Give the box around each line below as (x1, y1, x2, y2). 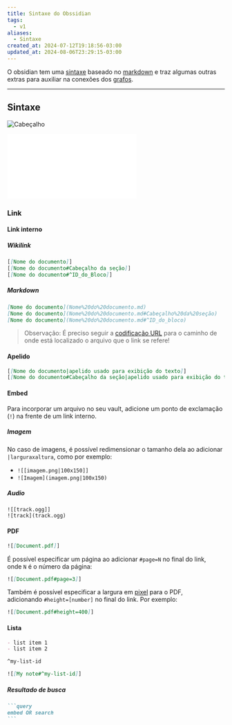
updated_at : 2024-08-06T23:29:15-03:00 (7, 49, 122, 56)
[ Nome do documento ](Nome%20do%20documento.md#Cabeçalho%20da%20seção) (7, 310, 217, 317)
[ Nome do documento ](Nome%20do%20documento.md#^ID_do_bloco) (7, 316, 187, 324)
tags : (7, 17, 23, 24)
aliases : (7, 29, 32, 37)
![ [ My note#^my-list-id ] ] (7, 670, 81, 678)
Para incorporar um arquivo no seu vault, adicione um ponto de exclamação (7, 404, 223, 412)
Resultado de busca (7, 686, 66, 694)
